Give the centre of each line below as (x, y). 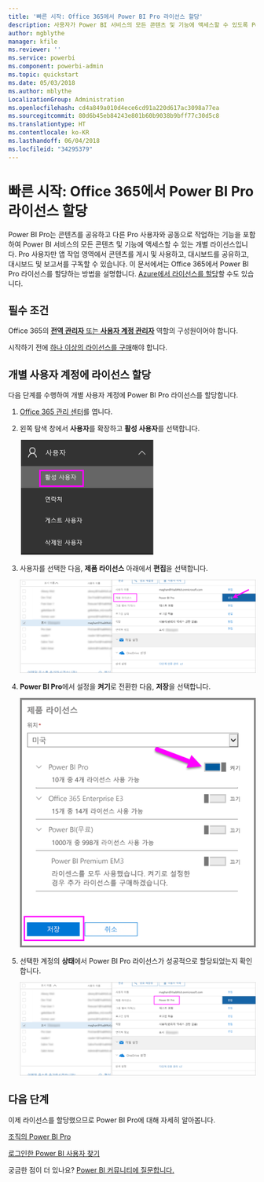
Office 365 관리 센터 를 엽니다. (66, 412)
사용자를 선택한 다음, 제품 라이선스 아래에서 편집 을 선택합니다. (114, 569)
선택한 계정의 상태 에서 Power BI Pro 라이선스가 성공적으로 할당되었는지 (128, 961)
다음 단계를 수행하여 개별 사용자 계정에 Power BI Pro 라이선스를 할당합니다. (123, 395)
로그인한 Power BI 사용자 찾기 (54, 1153)
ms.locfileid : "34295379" (50, 149)
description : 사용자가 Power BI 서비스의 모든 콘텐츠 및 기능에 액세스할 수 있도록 (128, 25)
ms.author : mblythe (40, 91)
